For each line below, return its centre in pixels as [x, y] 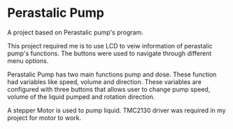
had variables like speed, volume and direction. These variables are [104, 81]
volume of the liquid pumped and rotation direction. [81, 97]
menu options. [28, 60]
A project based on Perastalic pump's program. [75, 32]
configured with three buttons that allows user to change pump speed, [109, 89]
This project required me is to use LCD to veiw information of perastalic [110, 46]
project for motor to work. [44, 118]
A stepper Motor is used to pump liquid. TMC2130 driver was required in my [116, 110]
